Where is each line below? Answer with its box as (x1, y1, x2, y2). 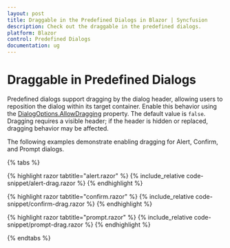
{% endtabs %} (7, 233, 51, 242)
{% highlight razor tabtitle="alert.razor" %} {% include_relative (7, 171, 185, 180)
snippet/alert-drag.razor (7, 179, 76, 187)
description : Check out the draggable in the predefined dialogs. (7, 23, 202, 30)
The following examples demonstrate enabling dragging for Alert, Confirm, (7, 137, 218, 146)
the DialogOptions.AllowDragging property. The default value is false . (7, 109, 206, 117)
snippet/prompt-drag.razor (7, 220, 84, 229)
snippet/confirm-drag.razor (7, 200, 85, 208)
